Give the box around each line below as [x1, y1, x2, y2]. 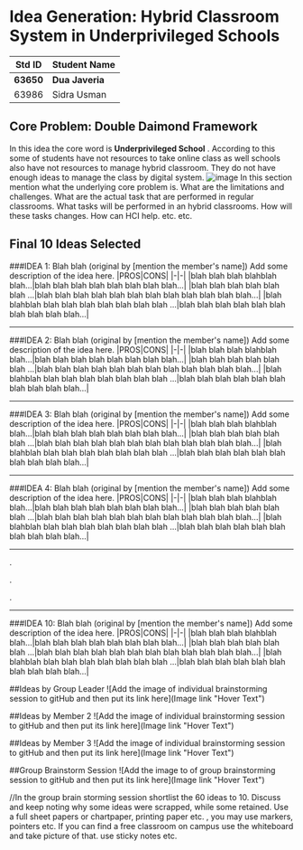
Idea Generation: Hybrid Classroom [9, 6, 280, 27]
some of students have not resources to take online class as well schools [9, 152, 281, 164]
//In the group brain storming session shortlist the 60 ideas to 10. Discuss [9, 791, 281, 802]
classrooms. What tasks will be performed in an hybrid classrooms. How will [9, 201, 293, 212]
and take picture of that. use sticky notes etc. [9, 830, 178, 841]
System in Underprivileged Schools [9, 25, 280, 46]
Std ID [14, 58, 42, 71]
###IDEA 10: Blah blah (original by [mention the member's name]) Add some [9, 618, 293, 628]
